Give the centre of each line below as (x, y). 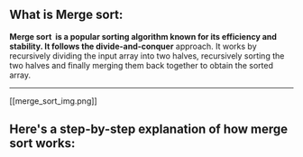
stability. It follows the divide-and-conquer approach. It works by (133, 46)
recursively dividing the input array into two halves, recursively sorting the (147, 55)
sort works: (42, 143)
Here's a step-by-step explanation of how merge (149, 129)
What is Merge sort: (66, 15)
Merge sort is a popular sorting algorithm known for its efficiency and (143, 36)
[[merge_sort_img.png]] (53, 101)
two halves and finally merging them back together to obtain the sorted (141, 65)
